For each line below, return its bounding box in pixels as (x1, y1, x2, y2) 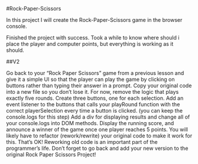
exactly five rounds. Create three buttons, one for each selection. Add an (6, 94, 184, 101)
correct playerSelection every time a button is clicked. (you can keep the (6, 107, 183, 114)
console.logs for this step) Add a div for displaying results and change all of (6, 113, 190, 120)
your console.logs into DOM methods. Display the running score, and (6, 120, 174, 126)
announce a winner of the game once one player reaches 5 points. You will (6, 126, 188, 133)
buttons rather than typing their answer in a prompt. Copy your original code (6, 82, 192, 89)
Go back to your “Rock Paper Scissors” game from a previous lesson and (6, 70, 184, 76)
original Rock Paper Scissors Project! (6, 151, 96, 158)
